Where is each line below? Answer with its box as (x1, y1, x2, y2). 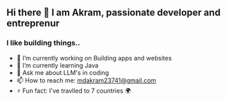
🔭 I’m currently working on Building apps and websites (16, 54, 172, 62)
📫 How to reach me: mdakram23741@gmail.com (16, 76, 156, 85)
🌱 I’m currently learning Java (16, 61, 99, 69)
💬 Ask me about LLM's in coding (16, 68, 109, 76)
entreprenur (6, 18, 60, 30)
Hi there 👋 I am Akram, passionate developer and (6, 7, 221, 19)
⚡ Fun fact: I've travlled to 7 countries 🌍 (16, 87, 131, 95)
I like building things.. (6, 38, 80, 48)
